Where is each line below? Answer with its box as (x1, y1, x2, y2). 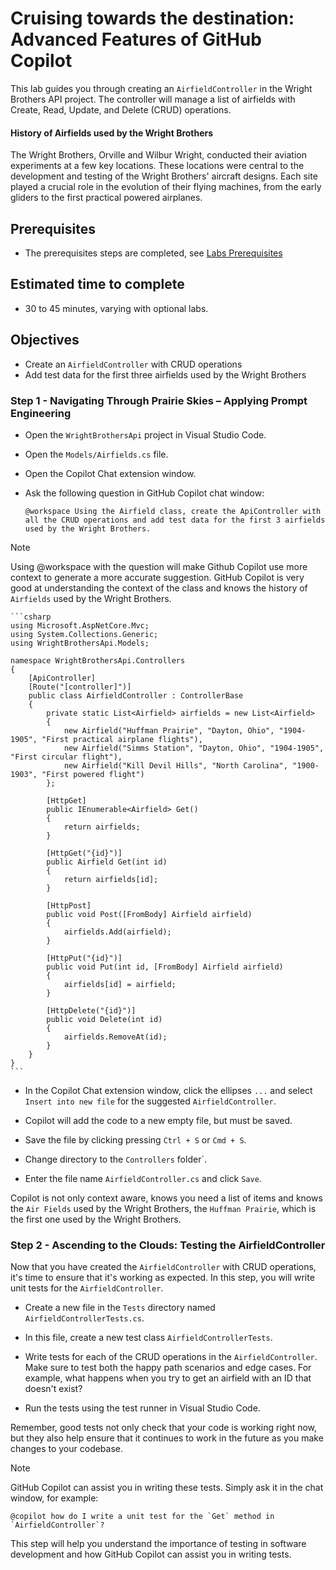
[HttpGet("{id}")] (46, 848, 123, 858)
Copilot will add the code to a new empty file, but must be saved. (24, 1114, 293, 1126)
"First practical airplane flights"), (41, 734, 203, 744)
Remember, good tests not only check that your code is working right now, (10, 1422, 318, 1434)
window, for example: (10, 1492, 99, 1504)
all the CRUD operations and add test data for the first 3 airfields (24, 515, 326, 525)
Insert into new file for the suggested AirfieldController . (24, 1095, 277, 1107)
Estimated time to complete (10, 276, 185, 293)
